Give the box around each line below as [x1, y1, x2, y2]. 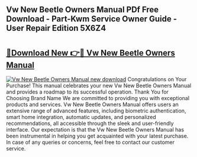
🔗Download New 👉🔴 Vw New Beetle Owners [6, 47, 176, 58]
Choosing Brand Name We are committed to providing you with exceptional [6, 95, 190, 101]
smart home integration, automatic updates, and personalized [6, 114, 157, 120]
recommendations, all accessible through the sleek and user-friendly [6, 120, 174, 127]
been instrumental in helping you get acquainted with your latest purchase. [6, 133, 189, 139]
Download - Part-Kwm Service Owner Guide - [6, 14, 177, 24]
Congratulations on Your [127, 76, 187, 82]
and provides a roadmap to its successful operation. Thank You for [6, 88, 169, 95]
